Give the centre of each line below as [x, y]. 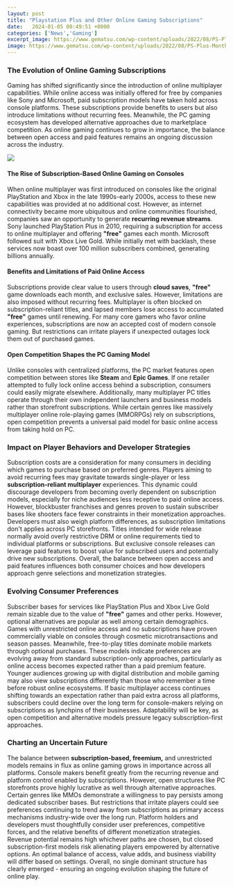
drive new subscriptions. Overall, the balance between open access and [110, 559]
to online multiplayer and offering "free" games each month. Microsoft [108, 233]
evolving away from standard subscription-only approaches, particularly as [114, 658]
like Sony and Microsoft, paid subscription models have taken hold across [113, 100]
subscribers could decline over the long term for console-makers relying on [115, 703]
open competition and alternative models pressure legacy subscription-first [115, 717]
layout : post [26, 14]
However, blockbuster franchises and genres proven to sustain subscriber [113, 507]
